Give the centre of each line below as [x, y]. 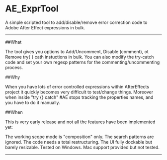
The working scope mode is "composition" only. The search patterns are [80, 137]
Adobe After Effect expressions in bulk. [45, 27]
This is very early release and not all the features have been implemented [80, 122]
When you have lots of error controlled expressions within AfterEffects [77, 86]
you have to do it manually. [33, 102]
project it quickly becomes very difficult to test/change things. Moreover [79, 92]
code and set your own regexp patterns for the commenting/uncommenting [83, 62]
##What [13, 42]
